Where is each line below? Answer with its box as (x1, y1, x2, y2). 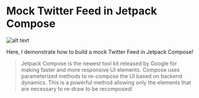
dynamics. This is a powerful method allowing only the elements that (20, 79, 191, 86)
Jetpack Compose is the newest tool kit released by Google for (20, 60, 177, 67)
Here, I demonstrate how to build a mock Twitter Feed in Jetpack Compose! (6, 48, 194, 55)
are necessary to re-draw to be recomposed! (20, 85, 133, 92)
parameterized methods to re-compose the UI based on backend (20, 72, 182, 79)
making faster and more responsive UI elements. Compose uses (20, 66, 180, 73)
